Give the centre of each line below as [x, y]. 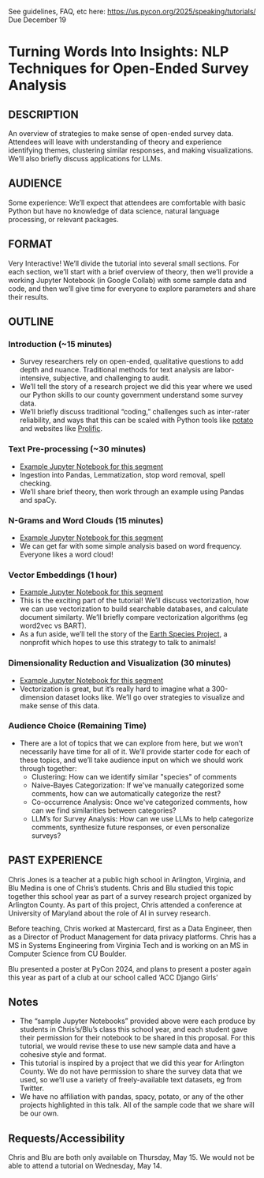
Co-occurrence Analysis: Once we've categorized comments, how [139, 802]
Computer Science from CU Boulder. [68, 953]
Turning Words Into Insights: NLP [119, 52]
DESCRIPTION [43, 114]
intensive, [35, 378]
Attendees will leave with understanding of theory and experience [115, 142]
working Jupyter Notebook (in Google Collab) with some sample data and [127, 280]
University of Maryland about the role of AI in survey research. [110, 913]
